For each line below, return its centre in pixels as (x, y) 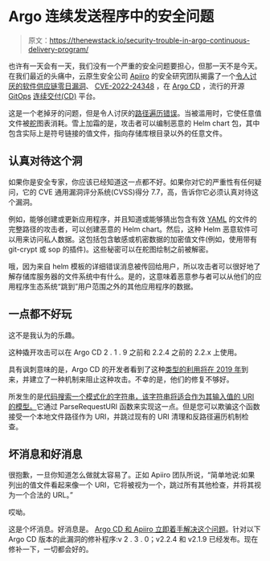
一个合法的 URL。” (44, 495)
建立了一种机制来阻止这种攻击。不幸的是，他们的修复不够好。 (131, 379)
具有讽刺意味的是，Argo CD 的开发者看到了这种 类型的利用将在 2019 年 (125, 369)
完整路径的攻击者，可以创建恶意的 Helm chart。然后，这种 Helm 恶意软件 (130, 229)
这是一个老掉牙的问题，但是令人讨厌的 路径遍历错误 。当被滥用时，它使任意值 (135, 113)
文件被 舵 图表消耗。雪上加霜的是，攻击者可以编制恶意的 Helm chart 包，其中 (134, 123)
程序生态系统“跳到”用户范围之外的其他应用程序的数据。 (106, 286)
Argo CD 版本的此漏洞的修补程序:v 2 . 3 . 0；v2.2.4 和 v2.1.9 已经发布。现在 (133, 539)
